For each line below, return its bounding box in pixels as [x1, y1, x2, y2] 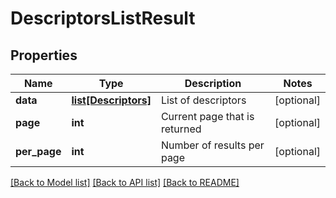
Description [184, 77, 242, 90]
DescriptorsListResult [10, 7, 196, 30]
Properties [10, 47, 78, 64]
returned [160, 122, 202, 136]
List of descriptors [160, 93, 247, 107]
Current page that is [160, 110, 255, 123]
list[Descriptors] [71, 93, 152, 107]
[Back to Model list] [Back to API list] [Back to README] [10, 177, 240, 188]
